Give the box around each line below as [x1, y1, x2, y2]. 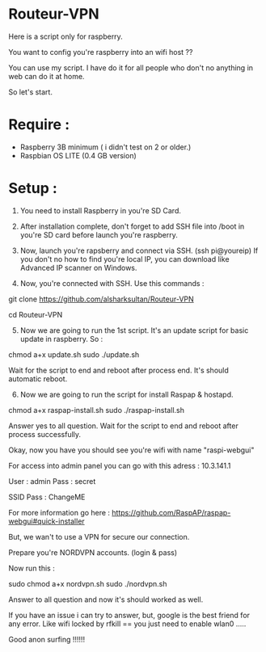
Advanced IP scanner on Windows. [19, 263, 137, 272]
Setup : [8, 179, 58, 198]
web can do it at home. [8, 71, 85, 81]
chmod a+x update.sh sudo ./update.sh [8, 349, 140, 360]
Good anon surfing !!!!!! [8, 634, 86, 644]
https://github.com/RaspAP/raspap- [112, 507, 231, 517]
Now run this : [8, 563, 55, 573]
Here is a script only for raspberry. [8, 32, 123, 41]
